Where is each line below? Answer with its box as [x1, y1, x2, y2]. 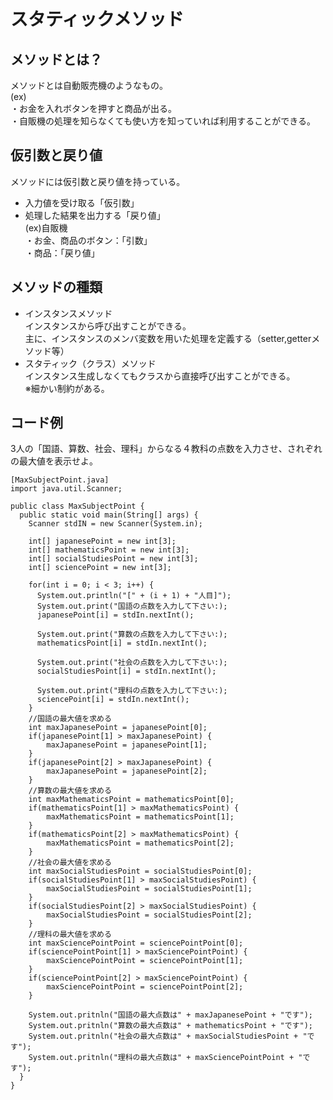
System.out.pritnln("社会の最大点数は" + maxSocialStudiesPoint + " [28, 1031, 308, 1042]
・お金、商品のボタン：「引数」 [24, 234, 153, 246]
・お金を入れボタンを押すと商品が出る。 [10, 103, 177, 114]
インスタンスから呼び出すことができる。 [24, 320, 192, 332]
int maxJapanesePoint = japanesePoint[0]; [28, 723, 208, 733]
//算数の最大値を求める [28, 786, 112, 796]
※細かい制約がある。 [24, 382, 110, 394]
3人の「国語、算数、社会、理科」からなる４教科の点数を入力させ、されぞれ [10, 443, 323, 455]
